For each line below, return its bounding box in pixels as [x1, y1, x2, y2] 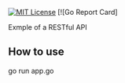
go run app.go [8, 66, 54, 75]
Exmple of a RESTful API [8, 23, 88, 31]
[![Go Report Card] [57, 8, 118, 16]
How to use [8, 45, 64, 59]
